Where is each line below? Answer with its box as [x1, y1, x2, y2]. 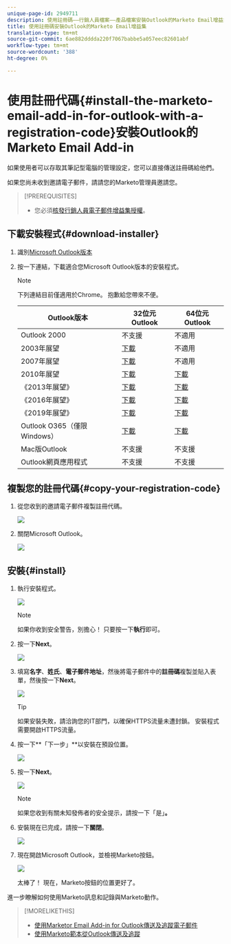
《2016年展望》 [20, 395, 74, 404]
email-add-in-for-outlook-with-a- [7, 107, 204, 123]
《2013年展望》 [20, 382, 74, 391]
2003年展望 [20, 343, 60, 353]
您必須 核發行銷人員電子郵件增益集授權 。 [34, 206, 149, 214]
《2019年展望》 [20, 408, 74, 418]
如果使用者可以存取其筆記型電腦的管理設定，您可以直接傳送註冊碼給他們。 [7, 163, 218, 172]
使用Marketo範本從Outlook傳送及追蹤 [34, 930, 141, 938]
